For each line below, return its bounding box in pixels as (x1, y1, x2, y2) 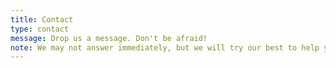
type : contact (10, 24, 70, 34)
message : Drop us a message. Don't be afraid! (10, 33, 208, 43)
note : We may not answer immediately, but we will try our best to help (10, 42, 320, 53)
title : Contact (10, 14, 74, 25)
